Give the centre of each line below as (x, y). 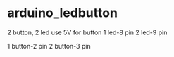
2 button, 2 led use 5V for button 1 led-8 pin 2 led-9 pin (87, 32)
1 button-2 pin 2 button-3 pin (49, 46)
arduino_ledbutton (63, 13)
